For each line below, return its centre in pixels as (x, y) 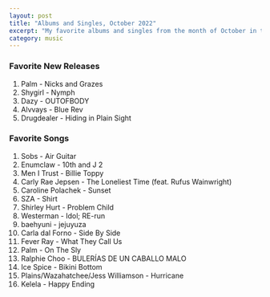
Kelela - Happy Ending (58, 284)
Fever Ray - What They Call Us (71, 241)
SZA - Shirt (39, 198)
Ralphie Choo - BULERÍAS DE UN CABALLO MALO (103, 258)
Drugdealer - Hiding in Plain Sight (76, 118)
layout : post (31, 16)
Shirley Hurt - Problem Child (67, 207)
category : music (36, 38)
